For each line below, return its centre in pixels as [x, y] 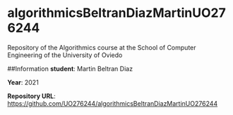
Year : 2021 [23, 82]
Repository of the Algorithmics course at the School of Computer [102, 47]
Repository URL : [32, 96]
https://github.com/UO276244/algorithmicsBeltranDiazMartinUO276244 [113, 103]
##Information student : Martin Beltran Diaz [70, 68]
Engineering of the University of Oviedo [65, 55]
